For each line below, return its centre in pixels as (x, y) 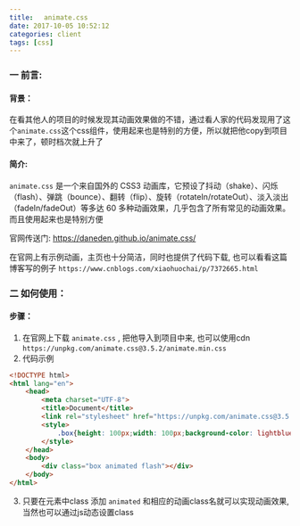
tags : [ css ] (31, 42)
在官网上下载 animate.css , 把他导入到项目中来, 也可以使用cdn (136, 337)
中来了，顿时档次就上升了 (56, 142)
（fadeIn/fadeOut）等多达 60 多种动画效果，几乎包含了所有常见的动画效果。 (150, 208)
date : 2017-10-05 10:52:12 (59, 26)
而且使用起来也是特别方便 (56, 218)
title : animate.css (49, 17)
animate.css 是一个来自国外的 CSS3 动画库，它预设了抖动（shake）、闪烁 (144, 185)
